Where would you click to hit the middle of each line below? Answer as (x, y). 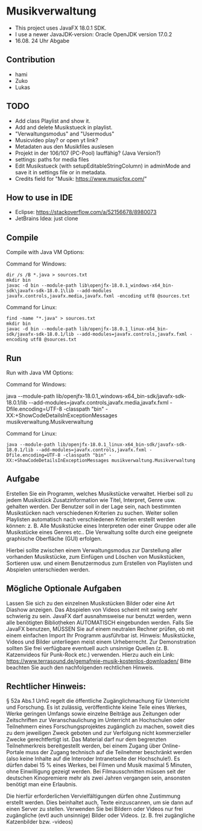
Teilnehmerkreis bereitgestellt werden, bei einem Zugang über (84, 746)
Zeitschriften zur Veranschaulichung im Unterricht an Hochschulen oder (96, 720)
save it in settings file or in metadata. (61, 172)
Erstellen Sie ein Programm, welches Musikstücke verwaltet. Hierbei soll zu (99, 494)
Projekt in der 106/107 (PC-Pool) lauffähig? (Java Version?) (88, 153)
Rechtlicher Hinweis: (46, 687)
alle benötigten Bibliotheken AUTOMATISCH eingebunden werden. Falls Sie (100, 622)
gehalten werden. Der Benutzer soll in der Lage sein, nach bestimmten (94, 506)
